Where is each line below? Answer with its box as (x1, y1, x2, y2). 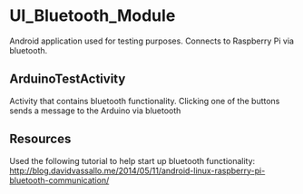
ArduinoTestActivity (9, 72, 126, 87)
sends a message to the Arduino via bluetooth (9, 105, 181, 116)
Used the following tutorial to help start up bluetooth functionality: (9, 155, 256, 166)
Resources (9, 131, 72, 147)
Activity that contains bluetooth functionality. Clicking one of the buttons (9, 95, 280, 106)
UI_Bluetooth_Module (9, 5, 176, 26)
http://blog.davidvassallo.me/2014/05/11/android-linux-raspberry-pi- (9, 165, 266, 176)
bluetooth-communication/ (9, 174, 110, 186)
